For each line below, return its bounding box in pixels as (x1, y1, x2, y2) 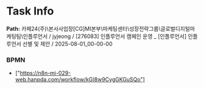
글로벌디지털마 (160, 25, 195, 32)
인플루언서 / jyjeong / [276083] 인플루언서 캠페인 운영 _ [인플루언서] (23, 32, 187, 40)
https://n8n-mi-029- (19, 70, 71, 77)
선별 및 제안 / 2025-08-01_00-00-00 (22, 40, 113, 47)
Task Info (6, 4, 54, 18)
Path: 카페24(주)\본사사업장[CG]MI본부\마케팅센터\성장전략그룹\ (6, 25, 161, 32)
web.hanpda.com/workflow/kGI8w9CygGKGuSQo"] (15, 76, 145, 83)
